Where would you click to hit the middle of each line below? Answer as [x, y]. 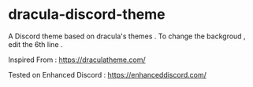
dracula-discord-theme [87, 14]
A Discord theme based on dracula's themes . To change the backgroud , [127, 36]
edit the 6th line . [35, 44]
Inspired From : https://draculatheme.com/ [77, 60]
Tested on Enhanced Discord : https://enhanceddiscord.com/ [107, 74]
